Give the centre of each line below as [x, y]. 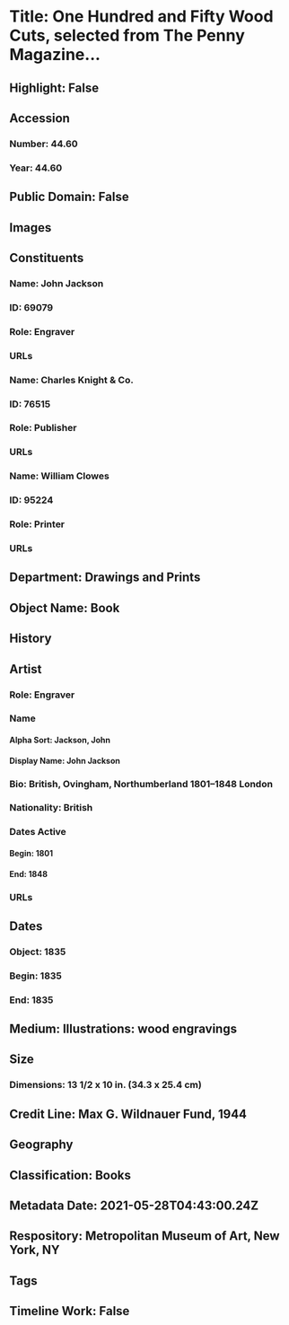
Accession [39, 118]
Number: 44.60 [44, 144]
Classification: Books [70, 1175]
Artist [26, 669]
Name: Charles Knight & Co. [72, 380]
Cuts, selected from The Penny [127, 35]
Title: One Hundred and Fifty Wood [141, 17]
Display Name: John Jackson [65, 760]
